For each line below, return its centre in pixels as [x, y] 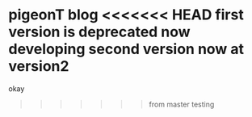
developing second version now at [126, 49]
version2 [39, 67]
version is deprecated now [100, 32]
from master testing [182, 104]
